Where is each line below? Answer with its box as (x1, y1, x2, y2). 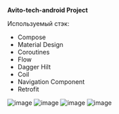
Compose (17, 33, 46, 41)
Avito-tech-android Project (7, 6, 88, 14)
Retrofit (17, 85, 39, 93)
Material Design (17, 41, 63, 48)
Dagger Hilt (17, 63, 51, 71)
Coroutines (17, 48, 50, 56)
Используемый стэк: (7, 20, 70, 27)
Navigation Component (17, 78, 85, 86)
